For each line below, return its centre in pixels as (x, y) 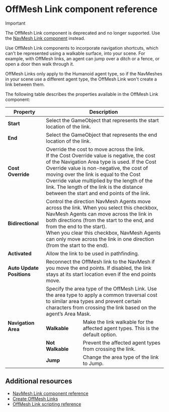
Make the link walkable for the (118, 322)
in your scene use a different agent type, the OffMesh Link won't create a (81, 79)
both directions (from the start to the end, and (100, 220)
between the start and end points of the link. (98, 193)
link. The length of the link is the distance (94, 187)
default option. (100, 334)
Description (104, 112)
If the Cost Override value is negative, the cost (101, 155)
